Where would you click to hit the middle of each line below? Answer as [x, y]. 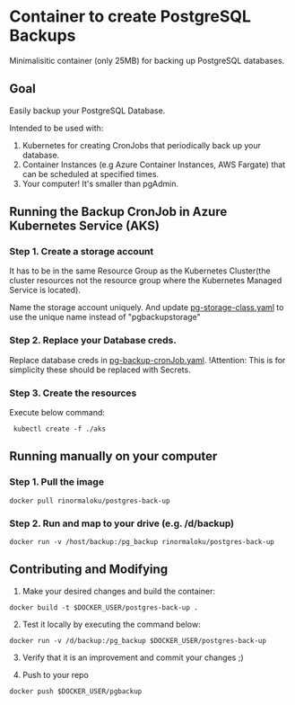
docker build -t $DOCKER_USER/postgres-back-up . [104, 607]
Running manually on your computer [113, 456]
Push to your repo [56, 674]
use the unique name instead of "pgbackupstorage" [105, 317]
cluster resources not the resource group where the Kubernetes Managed [146, 281]
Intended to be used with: [56, 128]
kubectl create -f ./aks [59, 429]
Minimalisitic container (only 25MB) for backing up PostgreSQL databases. [147, 60]
